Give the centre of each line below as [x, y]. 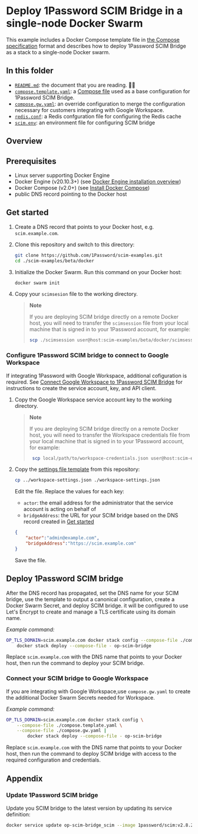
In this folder [30, 71]
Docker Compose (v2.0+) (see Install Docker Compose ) [82, 187]
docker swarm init [37, 283]
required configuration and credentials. [54, 760]
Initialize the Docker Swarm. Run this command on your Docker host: [98, 272]
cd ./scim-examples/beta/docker [54, 261]
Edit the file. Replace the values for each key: [70, 492]
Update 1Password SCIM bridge [52, 795]
